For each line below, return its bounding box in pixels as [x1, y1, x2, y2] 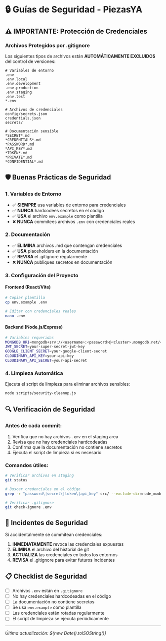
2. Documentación [5, 231, 50, 238]
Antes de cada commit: [5, 422, 62, 429]
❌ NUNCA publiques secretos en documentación [12, 259, 113, 265]
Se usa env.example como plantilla [12, 604, 82, 610]
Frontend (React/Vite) [5, 284, 51, 290]
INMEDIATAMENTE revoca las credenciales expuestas [12, 541, 124, 547]
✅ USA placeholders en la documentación [12, 248, 98, 254]
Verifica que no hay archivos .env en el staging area [12, 433, 119, 439]
